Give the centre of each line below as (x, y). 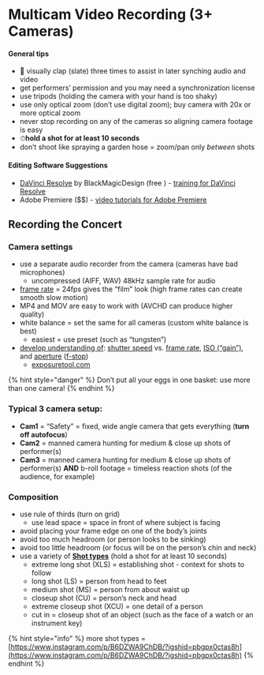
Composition (33, 497)
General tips (29, 54)
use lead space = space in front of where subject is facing (126, 522)
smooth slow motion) (54, 298)
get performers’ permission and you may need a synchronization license (137, 88)
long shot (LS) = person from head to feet (99, 581)
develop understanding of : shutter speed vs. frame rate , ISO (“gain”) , (132, 348)
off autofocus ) (44, 434)
